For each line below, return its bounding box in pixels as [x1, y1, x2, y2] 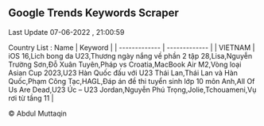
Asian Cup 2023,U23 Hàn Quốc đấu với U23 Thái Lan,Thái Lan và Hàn [8, 67, 239, 78]
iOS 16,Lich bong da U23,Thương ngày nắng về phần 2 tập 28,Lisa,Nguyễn [8, 51, 253, 60]
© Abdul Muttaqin [8, 109, 68, 118]
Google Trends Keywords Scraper [8, 6, 179, 20]
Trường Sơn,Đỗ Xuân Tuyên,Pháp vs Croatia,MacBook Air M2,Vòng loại [8, 59, 242, 69]
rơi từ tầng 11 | [8, 93, 54, 102]
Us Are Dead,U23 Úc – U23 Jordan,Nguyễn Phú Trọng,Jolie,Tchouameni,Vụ [8, 85, 257, 94]
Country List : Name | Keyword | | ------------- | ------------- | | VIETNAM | [8, 43, 255, 52]
